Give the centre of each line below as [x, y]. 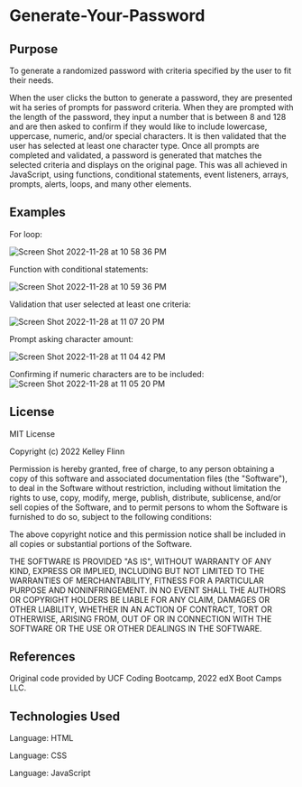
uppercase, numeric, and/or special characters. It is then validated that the [148, 136]
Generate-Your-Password [107, 16]
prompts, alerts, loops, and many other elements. [101, 184]
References [42, 657]
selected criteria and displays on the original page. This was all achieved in [149, 165]
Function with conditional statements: [79, 269]
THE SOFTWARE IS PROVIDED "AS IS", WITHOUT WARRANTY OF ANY [141, 561]
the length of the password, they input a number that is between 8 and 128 [148, 117]
